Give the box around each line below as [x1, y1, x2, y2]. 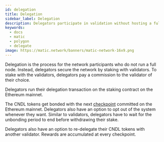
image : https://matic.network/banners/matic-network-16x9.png [5, 48, 134, 53]
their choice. [5, 77, 30, 83]
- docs [9, 30, 23, 35]
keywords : [5, 25, 25, 30]
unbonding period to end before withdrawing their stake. [5, 117, 119, 122]
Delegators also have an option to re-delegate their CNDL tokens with [5, 126, 145, 132]
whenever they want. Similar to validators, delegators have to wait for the [5, 111, 152, 117]
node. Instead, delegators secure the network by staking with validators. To [5, 66, 157, 72]
